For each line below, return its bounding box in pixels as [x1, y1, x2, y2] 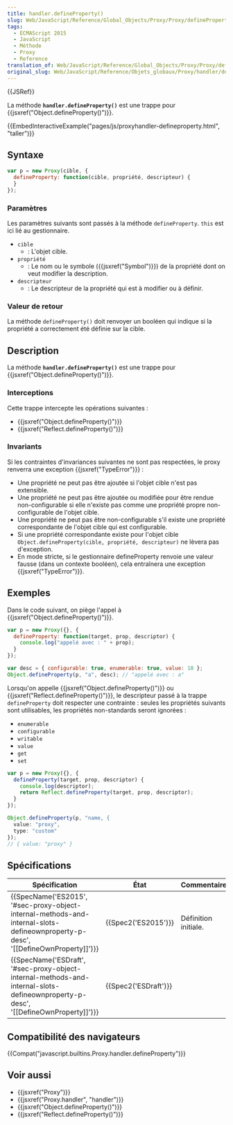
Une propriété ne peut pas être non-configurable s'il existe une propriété [17, 515, 225, 524]
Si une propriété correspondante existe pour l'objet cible [17, 530, 179, 538]
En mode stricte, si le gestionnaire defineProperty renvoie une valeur [17, 552, 214, 560]
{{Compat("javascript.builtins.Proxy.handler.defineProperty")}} [7, 1049, 186, 1058]
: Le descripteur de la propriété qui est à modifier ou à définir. [27, 284, 203, 292]
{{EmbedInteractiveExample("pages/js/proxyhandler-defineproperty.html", [7, 122, 220, 130]
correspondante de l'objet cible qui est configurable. [17, 522, 168, 531]
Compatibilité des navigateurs [7, 1031, 141, 1042]
